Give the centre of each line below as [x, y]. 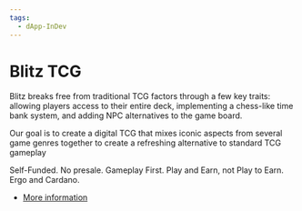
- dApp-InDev [42, 26]
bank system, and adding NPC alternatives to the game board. [126, 116]
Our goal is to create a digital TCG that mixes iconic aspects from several [146, 134]
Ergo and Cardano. [45, 180]
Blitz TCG [45, 71]
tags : [20, 18]
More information [55, 197]
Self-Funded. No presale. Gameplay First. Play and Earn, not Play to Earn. [147, 170]
